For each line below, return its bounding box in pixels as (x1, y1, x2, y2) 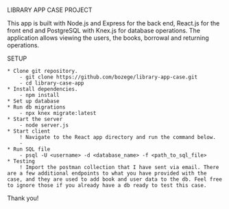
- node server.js (19, 122, 69, 129)
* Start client (7, 128, 51, 135)
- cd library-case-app (19, 80, 84, 87)
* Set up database (7, 98, 60, 104)
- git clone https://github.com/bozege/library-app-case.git (19, 74, 197, 80)
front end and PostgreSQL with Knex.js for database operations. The (7, 27, 201, 34)
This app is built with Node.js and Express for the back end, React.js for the (7, 19, 220, 27)
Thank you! (7, 194, 39, 202)
